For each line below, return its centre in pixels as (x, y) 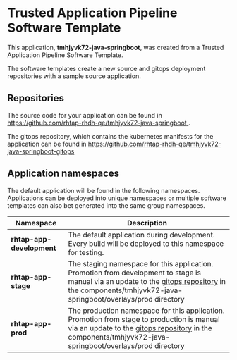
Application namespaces (63, 174)
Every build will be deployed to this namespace (146, 243)
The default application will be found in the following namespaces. (104, 190)
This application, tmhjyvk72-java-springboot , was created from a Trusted (116, 47)
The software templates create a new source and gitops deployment (107, 68)
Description (147, 223)
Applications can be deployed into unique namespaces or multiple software (117, 198)
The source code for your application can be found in (85, 115)
